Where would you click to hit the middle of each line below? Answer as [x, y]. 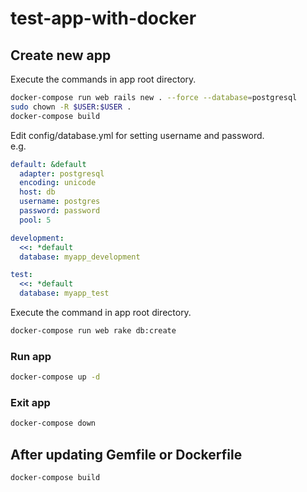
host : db [37, 192]
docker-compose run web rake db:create [93, 331]
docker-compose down [53, 423]
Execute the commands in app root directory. [103, 79]
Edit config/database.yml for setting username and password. [137, 135]
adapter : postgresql [62, 173]
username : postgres [60, 202]
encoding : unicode [58, 183]
